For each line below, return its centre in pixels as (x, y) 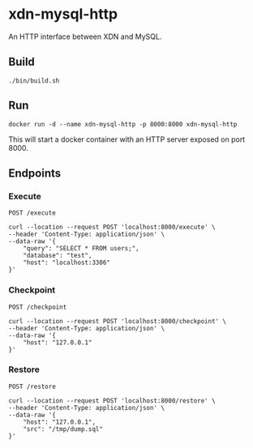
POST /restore (32, 386)
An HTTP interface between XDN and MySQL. (85, 36)
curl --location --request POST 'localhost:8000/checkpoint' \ (118, 321)
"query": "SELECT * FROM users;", (81, 249)
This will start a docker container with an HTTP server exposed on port (127, 139)
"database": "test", (58, 256)
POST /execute (32, 213)
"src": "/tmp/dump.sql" (63, 429)
